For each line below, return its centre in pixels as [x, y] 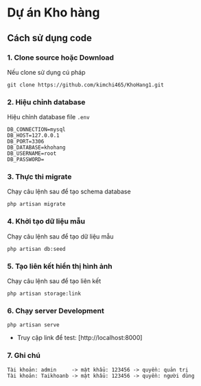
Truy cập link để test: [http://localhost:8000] [80, 338]
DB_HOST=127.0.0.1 [33, 136]
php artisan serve [33, 325]
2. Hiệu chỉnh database [46, 102]
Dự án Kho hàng [54, 13]
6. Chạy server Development [56, 311]
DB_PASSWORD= [26, 160]
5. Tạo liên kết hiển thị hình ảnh [60, 266]
